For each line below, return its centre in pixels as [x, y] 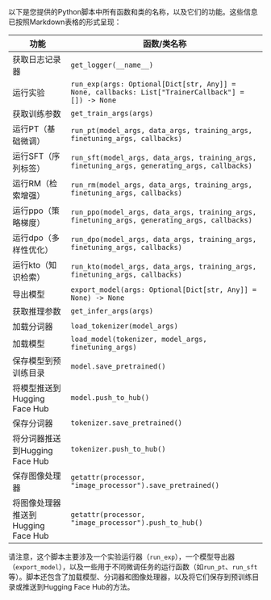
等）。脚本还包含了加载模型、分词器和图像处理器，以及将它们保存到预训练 [130, 577]
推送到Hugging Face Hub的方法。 [78, 587]
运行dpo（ [32, 238]
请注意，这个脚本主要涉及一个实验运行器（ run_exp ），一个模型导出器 [122, 556]
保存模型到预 [37, 361]
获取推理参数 [37, 311]
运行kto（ [31, 265]
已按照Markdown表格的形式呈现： [65, 22]
